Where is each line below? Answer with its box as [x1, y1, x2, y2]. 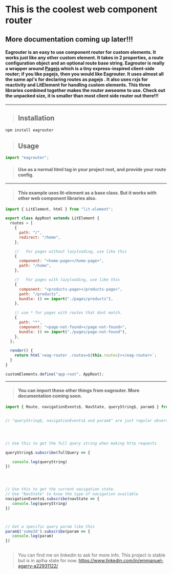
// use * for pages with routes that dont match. [14, 310, 123, 316]
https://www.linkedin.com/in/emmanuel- [78, 558, 164, 564]
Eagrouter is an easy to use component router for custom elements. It [5, 49, 156, 55]
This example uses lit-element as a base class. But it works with [17, 190, 157, 196]
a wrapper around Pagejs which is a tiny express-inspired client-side [5, 66, 155, 72]
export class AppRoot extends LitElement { [5, 216, 100, 221]
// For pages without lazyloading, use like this [14, 249, 127, 254]
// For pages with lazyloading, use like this [14, 277, 120, 282]
